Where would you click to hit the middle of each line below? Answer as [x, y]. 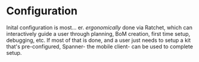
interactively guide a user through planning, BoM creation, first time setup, [98, 33]
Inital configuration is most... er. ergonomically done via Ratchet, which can [99, 27]
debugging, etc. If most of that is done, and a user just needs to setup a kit [99, 40]
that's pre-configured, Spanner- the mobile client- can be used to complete [100, 46]
